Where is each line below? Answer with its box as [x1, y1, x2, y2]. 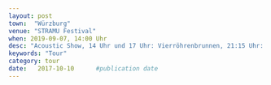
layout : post [8, 11, 53, 20]
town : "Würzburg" [8, 19, 71, 28]
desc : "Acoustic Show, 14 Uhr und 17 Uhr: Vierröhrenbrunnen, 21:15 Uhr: [8, 42, 264, 50]
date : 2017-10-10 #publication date [8, 65, 159, 73]
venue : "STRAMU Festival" [8, 27, 96, 35]
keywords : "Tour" [8, 49, 68, 57]
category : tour [8, 57, 60, 66]
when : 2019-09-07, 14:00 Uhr [8, 34, 107, 43]
